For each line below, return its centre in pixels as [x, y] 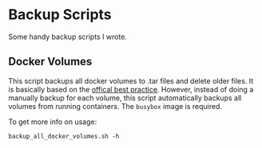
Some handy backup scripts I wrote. [68, 37]
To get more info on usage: [53, 122]
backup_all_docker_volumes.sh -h [64, 136]
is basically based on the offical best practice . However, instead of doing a [131, 89]
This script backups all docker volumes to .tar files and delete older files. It [131, 80]
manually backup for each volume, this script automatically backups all [125, 98]
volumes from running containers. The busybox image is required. [115, 106]
